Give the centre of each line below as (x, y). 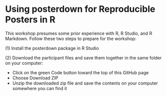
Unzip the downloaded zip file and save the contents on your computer (85, 83)
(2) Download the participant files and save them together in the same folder (83, 57)
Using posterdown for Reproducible (80, 9)
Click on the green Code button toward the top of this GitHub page (81, 72)
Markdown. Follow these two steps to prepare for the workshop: (71, 39)
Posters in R (30, 20)
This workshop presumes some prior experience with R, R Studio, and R (79, 33)
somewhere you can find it (40, 88)
